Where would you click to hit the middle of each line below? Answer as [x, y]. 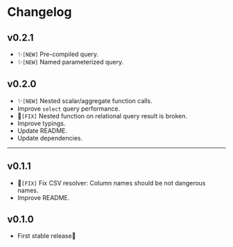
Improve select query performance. [68, 109]
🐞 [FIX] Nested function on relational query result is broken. [102, 116]
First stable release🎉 [46, 236]
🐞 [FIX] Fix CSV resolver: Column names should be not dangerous [111, 183]
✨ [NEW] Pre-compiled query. [58, 54]
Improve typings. [41, 123]
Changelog [40, 12]
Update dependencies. [50, 138]
